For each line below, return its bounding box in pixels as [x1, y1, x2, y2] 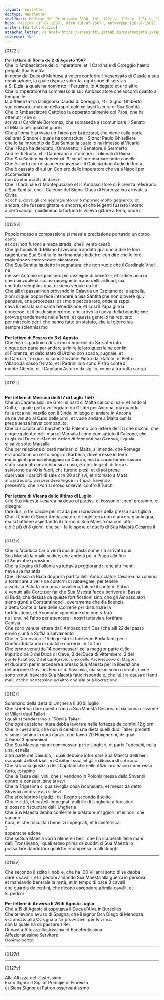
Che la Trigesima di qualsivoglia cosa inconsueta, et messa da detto [5, 783, 142, 789]
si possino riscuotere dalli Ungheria [5, 804, 76, 810]
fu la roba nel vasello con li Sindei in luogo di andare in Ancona [5, 410, 131, 416]
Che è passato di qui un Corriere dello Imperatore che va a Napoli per [5, 166, 145, 172]
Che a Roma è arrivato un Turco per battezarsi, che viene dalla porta [5, 130, 143, 136]
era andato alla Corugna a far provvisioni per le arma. [5, 916, 112, 922]
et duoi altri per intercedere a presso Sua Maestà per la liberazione [5, 661, 140, 667]
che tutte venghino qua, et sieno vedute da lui [5, 282, 97, 288]
